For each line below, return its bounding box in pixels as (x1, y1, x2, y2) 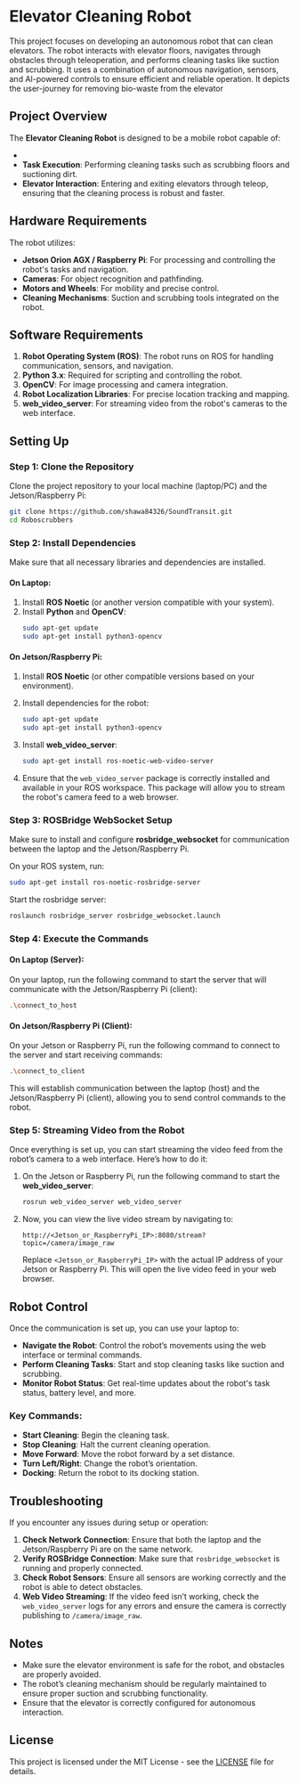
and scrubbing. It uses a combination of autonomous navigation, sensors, (9, 64, 279, 75)
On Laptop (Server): (9, 955, 85, 965)
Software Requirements (9, 327, 144, 342)
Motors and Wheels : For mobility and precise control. (21, 282, 220, 293)
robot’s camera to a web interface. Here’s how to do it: (9, 1153, 208, 1164)
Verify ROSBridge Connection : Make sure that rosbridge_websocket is (21, 1553, 280, 1564)
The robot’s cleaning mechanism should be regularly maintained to (21, 1678, 267, 1689)
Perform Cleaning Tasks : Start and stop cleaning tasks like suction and (21, 1359, 285, 1369)
